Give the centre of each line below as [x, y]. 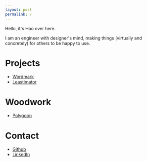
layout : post [19, 10]
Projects [23, 63]
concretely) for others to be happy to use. [48, 43]
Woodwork [28, 102]
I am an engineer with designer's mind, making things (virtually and [73, 38]
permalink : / [19, 14]
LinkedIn [21, 155]
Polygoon [22, 116]
